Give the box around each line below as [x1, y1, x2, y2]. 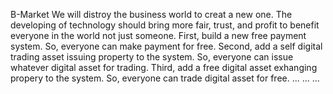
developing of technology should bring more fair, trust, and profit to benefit [10, 19, 320, 31]
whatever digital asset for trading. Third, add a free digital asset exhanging [10, 62, 318, 73]
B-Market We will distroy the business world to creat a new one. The [10, 9, 293, 20]
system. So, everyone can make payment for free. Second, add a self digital [10, 40, 323, 52]
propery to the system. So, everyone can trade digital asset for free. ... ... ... [10, 72, 320, 84]
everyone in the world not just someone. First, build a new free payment [10, 30, 307, 41]
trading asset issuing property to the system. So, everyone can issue [10, 51, 294, 63]
